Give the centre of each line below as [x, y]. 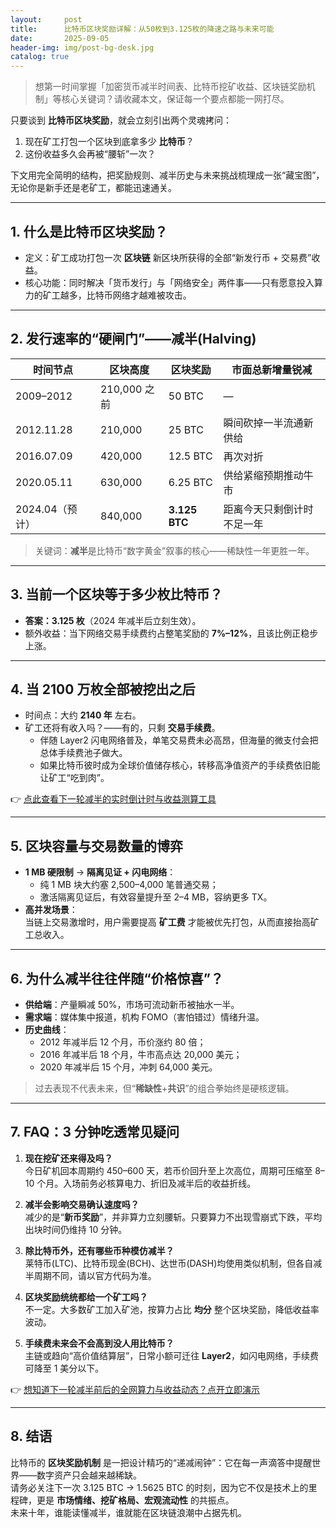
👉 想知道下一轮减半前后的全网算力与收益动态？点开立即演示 [135, 1389]
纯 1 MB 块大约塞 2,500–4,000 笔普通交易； [129, 885]
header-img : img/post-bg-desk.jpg [82, 47]
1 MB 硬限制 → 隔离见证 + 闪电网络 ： [100, 872]
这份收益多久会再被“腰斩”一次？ [90, 154]
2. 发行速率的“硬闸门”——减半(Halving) [133, 339]
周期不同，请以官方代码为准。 [95, 1275]
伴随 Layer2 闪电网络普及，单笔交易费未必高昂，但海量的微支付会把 [179, 740]
